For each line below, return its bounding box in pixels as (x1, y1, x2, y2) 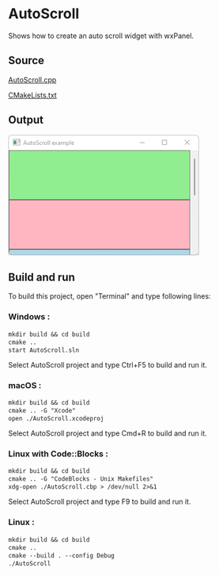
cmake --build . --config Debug (8, 551, 115, 559)
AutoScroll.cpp (8, 74, 57, 84)
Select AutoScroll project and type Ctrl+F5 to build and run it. (8, 360, 208, 369)
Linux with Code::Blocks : (8, 448, 108, 459)
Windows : (8, 311, 51, 322)
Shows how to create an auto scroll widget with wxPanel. (8, 31, 194, 40)
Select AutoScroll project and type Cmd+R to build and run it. (8, 428, 207, 438)
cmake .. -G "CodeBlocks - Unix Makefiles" (8, 475, 154, 483)
